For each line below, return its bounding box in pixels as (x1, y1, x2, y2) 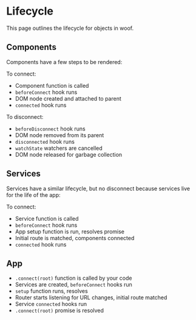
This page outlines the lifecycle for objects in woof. (6, 24, 134, 32)
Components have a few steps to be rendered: (6, 58, 123, 65)
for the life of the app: (6, 191, 61, 199)
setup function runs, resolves (15, 288, 88, 295)
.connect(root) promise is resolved (15, 307, 104, 315)
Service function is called (15, 215, 79, 222)
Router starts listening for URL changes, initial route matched (15, 294, 167, 301)
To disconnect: (6, 113, 44, 120)
